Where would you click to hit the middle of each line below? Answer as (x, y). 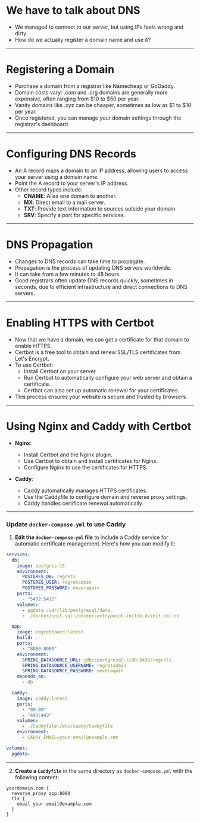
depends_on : (32, 676)
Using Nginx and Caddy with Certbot (99, 426)
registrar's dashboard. (42, 124)
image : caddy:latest (42, 698)
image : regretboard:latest (50, 632)
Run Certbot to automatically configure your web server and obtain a (108, 377)
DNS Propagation (50, 245)
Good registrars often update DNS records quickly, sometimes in (94, 280)
